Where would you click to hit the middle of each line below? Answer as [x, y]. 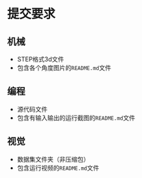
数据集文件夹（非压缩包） [53, 159]
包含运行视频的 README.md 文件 [58, 168]
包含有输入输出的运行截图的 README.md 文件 [76, 118]
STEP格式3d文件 [40, 59]
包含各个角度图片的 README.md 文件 [64, 68]
